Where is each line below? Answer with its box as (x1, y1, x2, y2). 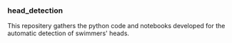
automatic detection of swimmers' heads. (7, 29, 130, 37)
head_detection (7, 6, 63, 16)
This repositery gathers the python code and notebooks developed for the (7, 22, 226, 30)
